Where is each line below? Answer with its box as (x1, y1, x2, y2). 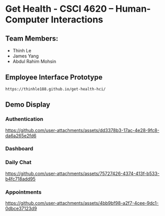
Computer (5, 14, 49, 25)
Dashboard (5, 145, 34, 152)
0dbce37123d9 (5, 205, 37, 211)
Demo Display (5, 100, 50, 109)
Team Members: (5, 34, 59, 43)
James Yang (12, 53, 39, 59)
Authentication (5, 115, 43, 122)
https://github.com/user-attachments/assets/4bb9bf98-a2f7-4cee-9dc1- (5, 200, 159, 206)
